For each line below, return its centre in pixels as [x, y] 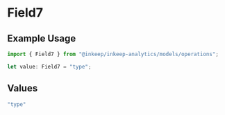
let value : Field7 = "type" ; [49, 67]
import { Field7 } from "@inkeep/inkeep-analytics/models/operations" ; [113, 54]
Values [23, 88]
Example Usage [42, 38]
